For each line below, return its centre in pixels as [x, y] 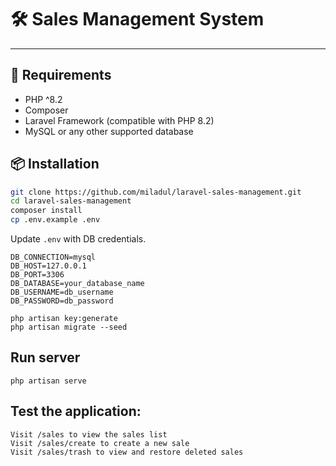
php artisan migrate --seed [69, 327]
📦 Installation [55, 164]
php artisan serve [48, 381]
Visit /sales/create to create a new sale [100, 443]
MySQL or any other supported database [109, 131]
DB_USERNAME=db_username [62, 292]
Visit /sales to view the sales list [89, 434]
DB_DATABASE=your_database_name [77, 284]
